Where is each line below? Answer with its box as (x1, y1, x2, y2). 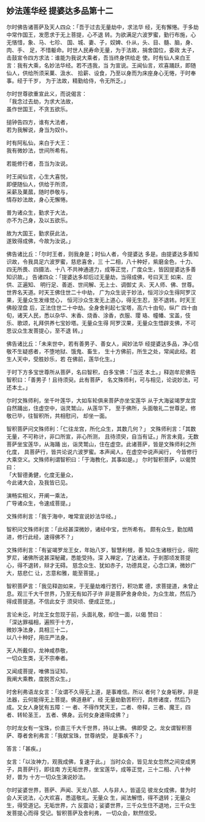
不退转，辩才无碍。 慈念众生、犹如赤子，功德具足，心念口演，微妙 (22, 561, 191, 569)
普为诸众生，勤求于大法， (6, 209, 71, 216)
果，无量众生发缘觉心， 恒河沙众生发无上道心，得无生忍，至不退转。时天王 (6, 296, 196, 304)
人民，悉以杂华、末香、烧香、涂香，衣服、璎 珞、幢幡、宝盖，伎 (27, 312, 191, 319)
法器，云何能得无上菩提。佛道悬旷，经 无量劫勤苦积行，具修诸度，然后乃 (6, 696, 191, 703)
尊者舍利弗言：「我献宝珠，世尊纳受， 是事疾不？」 (17, 732, 145, 739)
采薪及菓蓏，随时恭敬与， (6, 188, 71, 195)
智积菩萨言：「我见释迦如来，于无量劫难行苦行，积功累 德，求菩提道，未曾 (6, 582, 193, 590)
